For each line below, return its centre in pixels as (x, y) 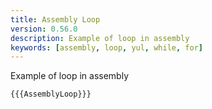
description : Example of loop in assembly (100, 38)
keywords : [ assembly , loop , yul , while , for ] (106, 47)
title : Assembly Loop (55, 19)
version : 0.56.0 (44, 29)
